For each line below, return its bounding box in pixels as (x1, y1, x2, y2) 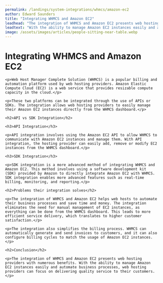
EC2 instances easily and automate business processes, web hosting (5, 264, 147, 269)
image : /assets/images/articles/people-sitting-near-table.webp (5, 30, 138, 35)
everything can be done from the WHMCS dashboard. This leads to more (5, 209, 151, 214)
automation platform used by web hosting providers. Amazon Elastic (5, 81, 147, 86)
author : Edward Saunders (5, 12, 55, 17)
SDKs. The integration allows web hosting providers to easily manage (5, 103, 151, 108)
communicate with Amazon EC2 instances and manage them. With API (5, 137, 142, 142)
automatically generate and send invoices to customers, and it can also (5, 230, 158, 235)
